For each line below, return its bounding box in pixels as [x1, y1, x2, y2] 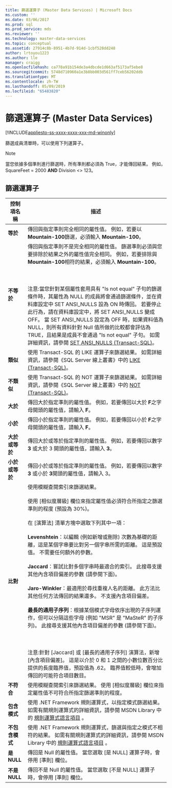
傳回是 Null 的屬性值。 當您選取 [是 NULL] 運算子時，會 [27, 749, 160, 756]
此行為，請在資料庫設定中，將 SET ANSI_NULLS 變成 [27, 308, 155, 316]
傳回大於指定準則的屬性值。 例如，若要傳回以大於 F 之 [27, 399, 157, 406]
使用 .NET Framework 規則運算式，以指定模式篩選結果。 [27, 699, 163, 706]
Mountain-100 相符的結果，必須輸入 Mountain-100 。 [27, 259, 160, 266]
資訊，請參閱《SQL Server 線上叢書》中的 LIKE [27, 357, 141, 364]
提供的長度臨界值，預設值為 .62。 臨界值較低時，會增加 [27, 664, 162, 672]
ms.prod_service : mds [5, 27, 52, 32]
